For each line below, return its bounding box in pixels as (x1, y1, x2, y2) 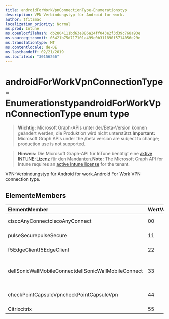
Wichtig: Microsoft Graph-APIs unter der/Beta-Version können (17, 124, 147, 131)
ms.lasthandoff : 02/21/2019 (5, 49, 64, 54)
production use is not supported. (17, 141, 86, 147)
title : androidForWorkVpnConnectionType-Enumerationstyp (5, 7, 127, 13)
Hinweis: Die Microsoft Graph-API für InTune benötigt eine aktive (17, 151, 152, 157)
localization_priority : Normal (5, 21, 71, 27)
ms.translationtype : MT (5, 40, 55, 45)
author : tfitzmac (5, 17, 42, 22)
